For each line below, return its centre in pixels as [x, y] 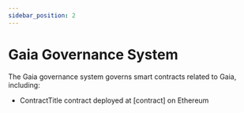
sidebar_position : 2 [42, 15]
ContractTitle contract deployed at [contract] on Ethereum [114, 100]
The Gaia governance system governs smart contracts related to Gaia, [122, 77]
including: [24, 85]
